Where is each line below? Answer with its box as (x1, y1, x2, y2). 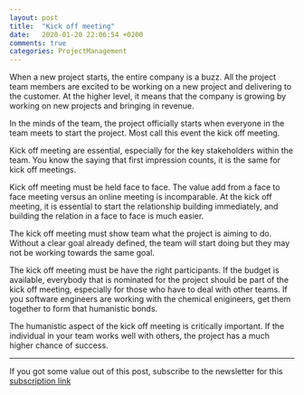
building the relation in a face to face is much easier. (9, 211, 204, 221)
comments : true (9, 38, 67, 48)
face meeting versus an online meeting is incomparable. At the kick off (9, 192, 273, 202)
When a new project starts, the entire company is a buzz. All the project (9, 71, 276, 82)
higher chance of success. (9, 340, 109, 351)
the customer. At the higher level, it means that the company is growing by (9, 91, 287, 102)
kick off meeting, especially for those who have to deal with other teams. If (9, 284, 288, 295)
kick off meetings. (9, 165, 77, 175)
